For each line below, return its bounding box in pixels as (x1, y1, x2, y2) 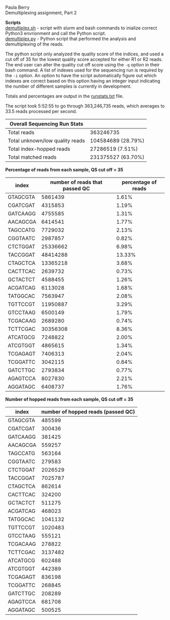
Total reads (8, 129, 34, 136)
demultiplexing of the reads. (5, 41, 64, 47)
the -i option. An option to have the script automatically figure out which (5, 73, 157, 78)
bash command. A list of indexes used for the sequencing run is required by (5, 67, 163, 73)
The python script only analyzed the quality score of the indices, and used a (5, 51, 164, 57)
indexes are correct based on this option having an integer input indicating (5, 78, 160, 84)
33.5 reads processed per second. (5, 109, 77, 114)
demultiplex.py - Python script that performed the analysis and (5, 36, 136, 42)
